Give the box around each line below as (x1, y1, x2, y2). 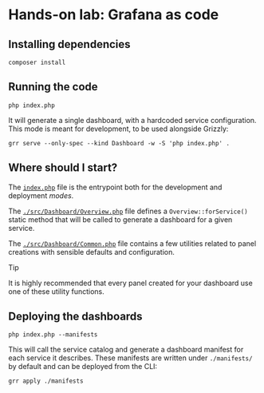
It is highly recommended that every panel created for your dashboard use (8, 278, 253, 288)
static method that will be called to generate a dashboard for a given (8, 214, 233, 224)
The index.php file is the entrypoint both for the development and (8, 182, 223, 192)
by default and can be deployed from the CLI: (8, 362, 158, 371)
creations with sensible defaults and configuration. (8, 247, 175, 256)
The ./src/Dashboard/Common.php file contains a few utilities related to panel (8, 238, 257, 248)
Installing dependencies (8, 38, 131, 51)
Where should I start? (8, 161, 118, 175)
